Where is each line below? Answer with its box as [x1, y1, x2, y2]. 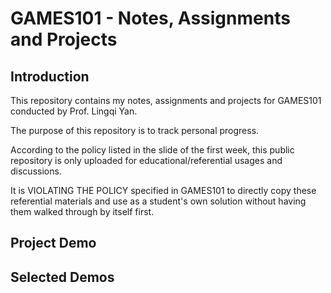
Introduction [10, 68, 90, 85]
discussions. [10, 165, 62, 177]
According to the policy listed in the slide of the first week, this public [10, 144, 295, 156]
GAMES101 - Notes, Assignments [10, 7, 291, 30]
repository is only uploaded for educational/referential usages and [10, 155, 283, 166]
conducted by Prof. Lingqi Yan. [10, 105, 138, 117]
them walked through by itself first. [10, 206, 155, 217]
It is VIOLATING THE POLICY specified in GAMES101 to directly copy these [10, 185, 317, 196]
